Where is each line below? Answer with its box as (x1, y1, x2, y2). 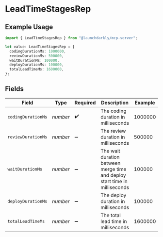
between (100, 159, 121, 166)
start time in (100, 178, 128, 185)
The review (100, 127, 126, 134)
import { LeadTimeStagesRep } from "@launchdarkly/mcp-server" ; (5, 35, 138, 40)
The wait (100, 147, 120, 154)
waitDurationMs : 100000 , (9, 58, 60, 63)
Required (74, 99, 96, 106)
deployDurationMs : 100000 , (9, 62, 64, 68)
